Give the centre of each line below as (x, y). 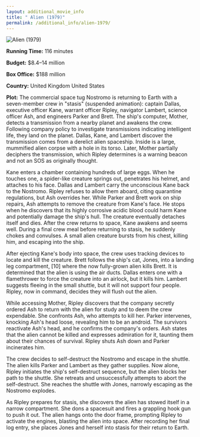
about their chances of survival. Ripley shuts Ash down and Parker (88, 341)
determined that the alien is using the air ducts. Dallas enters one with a (94, 272)
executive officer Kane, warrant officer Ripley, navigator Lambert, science (97, 110)
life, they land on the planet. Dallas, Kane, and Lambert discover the (90, 135)
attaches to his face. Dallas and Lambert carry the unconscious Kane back (98, 185)
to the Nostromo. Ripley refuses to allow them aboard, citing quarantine (94, 191)
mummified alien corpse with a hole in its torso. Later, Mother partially (92, 148)
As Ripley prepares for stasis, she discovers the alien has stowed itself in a (98, 402)
